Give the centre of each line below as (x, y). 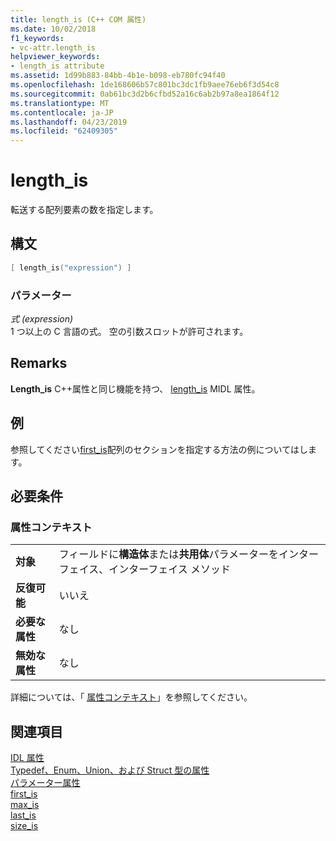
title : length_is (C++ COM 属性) (78, 19)
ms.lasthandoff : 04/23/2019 (69, 122)
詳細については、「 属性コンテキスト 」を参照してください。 (131, 697)
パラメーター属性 (45, 783)
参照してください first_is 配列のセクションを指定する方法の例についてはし (159, 449)
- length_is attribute (57, 66)
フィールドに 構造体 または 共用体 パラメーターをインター (188, 554)
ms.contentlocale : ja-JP (62, 112)
